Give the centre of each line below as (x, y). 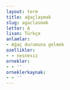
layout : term (22, 12)
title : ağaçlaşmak (29, 17)
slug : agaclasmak (27, 22)
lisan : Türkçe (24, 34)
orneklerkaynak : (26, 72)
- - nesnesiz (22, 56)
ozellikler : (21, 50)
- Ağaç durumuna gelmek (35, 45)
